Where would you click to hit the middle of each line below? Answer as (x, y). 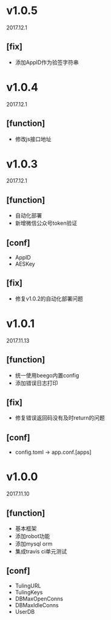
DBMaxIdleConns (37, 605)
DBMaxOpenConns (39, 599)
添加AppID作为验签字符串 (47, 62)
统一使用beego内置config (47, 375)
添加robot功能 (32, 536)
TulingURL (28, 585)
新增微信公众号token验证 (46, 223)
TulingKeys (29, 592)
